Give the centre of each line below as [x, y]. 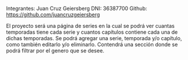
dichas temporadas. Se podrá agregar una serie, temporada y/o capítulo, [94, 38]
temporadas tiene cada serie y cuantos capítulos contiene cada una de [92, 32]
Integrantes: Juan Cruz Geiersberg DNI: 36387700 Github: [77, 8]
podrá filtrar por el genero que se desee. [55, 51]
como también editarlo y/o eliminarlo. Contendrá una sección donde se [92, 44]
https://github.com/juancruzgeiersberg [53, 15]
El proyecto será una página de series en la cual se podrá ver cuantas [90, 26]
